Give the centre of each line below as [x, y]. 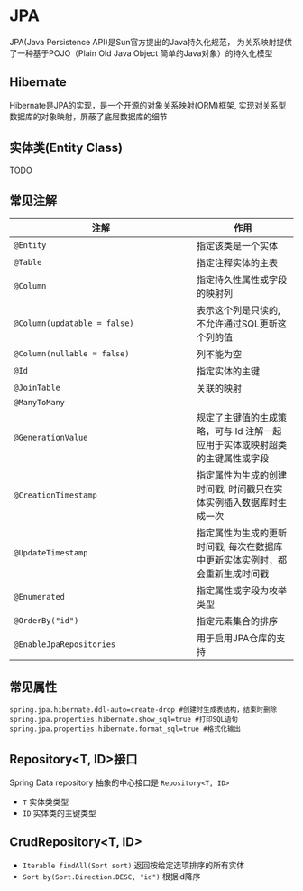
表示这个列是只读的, [239, 310]
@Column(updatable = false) [74, 323]
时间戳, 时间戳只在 [235, 489]
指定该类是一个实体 [238, 246]
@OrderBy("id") [46, 621]
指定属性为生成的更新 [242, 533]
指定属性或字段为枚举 [242, 591]
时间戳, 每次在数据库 [240, 546]
